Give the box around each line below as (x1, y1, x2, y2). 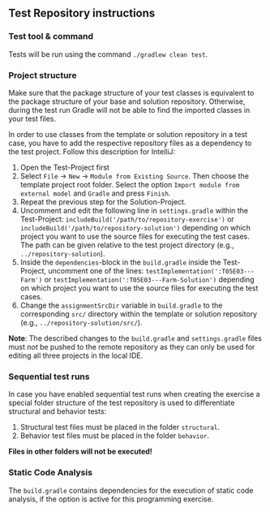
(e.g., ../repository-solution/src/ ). (19, 317, 143, 327)
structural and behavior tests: (8, 407, 107, 416)
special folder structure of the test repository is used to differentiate (8, 398, 235, 408)
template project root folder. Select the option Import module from (19, 179, 240, 189)
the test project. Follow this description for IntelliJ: (8, 146, 176, 157)
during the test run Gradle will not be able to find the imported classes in (8, 105, 251, 114)
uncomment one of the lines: (48, 265, 144, 275)
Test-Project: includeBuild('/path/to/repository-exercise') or (19, 214, 235, 224)
